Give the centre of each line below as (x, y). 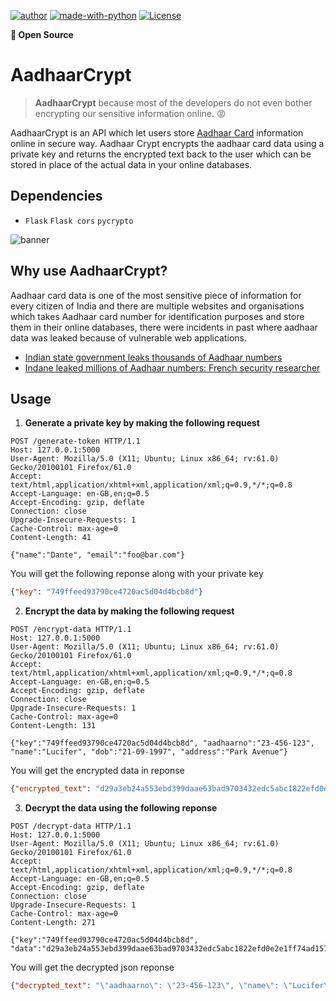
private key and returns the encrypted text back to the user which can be (161, 154)
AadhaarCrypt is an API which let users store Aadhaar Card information (157, 132)
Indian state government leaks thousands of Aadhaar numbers (153, 357)
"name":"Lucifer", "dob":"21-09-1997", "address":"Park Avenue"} (149, 752)
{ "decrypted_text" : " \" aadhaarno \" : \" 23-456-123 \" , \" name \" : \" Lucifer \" (171, 986)
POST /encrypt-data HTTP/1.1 (71, 630)
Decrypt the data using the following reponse (121, 808)
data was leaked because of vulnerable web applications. (129, 337)
